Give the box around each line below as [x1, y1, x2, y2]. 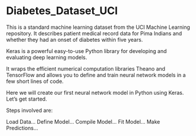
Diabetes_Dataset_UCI [6, 4, 118, 18]
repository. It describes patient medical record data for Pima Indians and [6, 29, 182, 37]
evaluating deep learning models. [6, 54, 87, 61]
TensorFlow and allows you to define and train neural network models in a [6, 71, 186, 78]
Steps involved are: [6, 107, 53, 114]
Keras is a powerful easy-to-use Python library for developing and [6, 47, 167, 54]
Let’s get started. [6, 95, 47, 102]
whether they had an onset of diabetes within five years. [6, 36, 143, 43]
